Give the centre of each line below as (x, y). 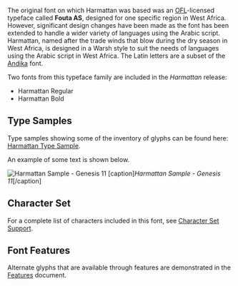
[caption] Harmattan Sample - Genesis (164, 173)
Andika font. (25, 63)
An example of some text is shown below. (69, 159)
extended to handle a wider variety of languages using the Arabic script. (114, 33)
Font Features (39, 251)
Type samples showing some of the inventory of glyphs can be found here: (118, 138)
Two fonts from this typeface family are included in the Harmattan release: (117, 77)
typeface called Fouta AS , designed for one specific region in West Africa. (117, 18)
